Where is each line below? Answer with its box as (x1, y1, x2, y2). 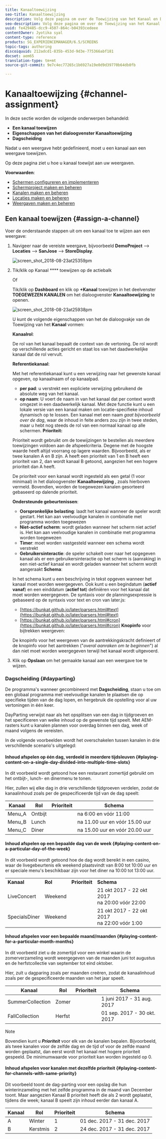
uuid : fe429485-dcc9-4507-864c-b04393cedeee (5, 26, 98, 31)
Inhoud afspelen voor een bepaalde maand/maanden (5, 934, 116, 939)
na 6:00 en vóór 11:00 (77, 810, 130, 817)
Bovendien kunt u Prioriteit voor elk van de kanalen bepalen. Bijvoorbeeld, (5, 1038, 157, 1044)
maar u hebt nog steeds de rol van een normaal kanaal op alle (19, 422, 146, 428)
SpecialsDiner (7, 913, 40, 920)
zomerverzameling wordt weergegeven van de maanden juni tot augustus (5, 955, 156, 961)
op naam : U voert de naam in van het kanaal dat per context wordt (19, 396, 156, 402)
